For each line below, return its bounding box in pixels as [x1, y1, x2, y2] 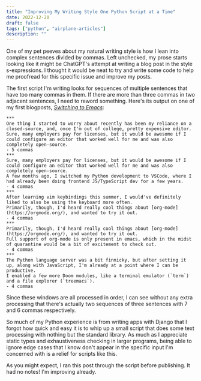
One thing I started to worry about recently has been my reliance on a [6, 121, 192, 127]
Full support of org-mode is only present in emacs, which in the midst [6, 236, 192, 242]
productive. [6, 268, 36, 274]
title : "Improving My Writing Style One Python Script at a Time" [6, 8, 176, 15]
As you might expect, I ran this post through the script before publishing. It [6, 362, 190, 369]
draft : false [6, 20, 39, 26]
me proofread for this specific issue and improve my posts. [6, 73, 152, 80]
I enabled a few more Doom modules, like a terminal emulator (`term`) [6, 273, 189, 279]
